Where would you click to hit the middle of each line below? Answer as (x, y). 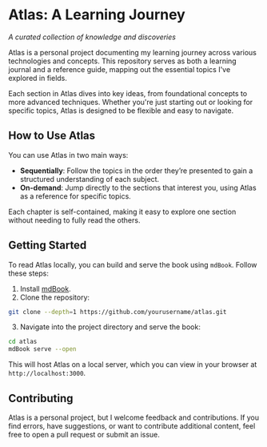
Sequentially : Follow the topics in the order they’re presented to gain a (136, 171)
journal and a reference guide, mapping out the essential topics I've (120, 69)
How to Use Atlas (52, 136)
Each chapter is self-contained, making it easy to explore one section (122, 211)
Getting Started (48, 246)
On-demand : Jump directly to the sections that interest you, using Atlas (138, 187)
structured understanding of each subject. (90, 179)
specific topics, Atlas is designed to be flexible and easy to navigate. (121, 111)
